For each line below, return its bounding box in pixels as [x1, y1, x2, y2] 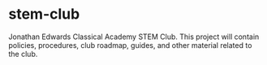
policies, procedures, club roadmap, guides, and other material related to [8, 40, 252, 50]
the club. [8, 49, 38, 58]
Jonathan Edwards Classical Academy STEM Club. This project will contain [8, 32, 260, 41]
